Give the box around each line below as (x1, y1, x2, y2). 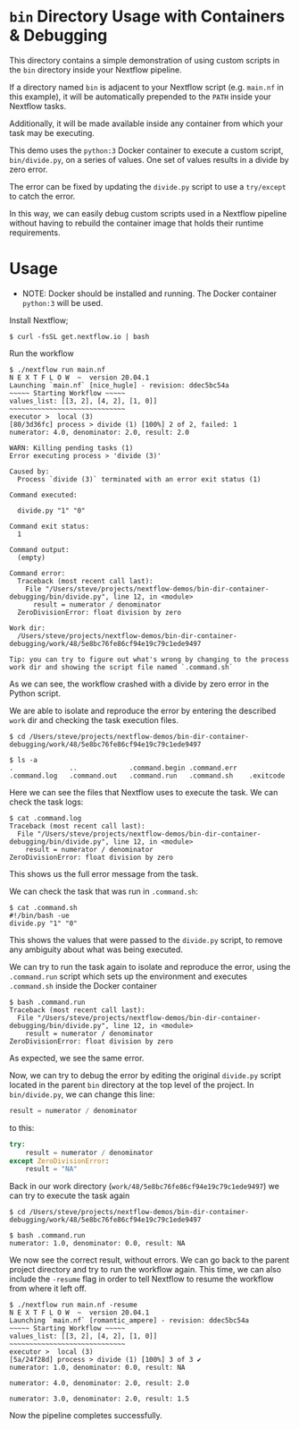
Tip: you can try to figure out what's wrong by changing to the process (9, 655, 290, 664)
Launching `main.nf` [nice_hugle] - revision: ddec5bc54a (9, 380, 229, 390)
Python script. (9, 687, 61, 699)
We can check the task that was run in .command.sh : (9, 886, 198, 897)
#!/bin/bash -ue (9, 911, 70, 920)
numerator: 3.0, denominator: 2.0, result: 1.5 (9, 1394, 190, 1404)
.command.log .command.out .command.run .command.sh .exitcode (9, 771, 286, 780)
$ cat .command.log (9, 813, 82, 822)
